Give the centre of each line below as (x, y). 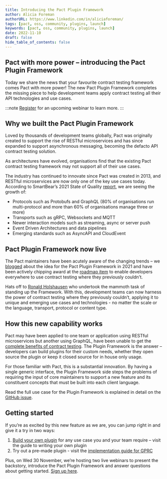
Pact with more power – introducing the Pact (75, 63)
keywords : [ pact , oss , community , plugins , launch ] (60, 28)
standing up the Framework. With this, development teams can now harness (83, 292)
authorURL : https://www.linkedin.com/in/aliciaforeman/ (64, 19)
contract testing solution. (31, 151)
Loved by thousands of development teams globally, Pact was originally (79, 136)
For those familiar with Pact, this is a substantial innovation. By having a (79, 366)
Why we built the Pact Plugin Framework (69, 123)
